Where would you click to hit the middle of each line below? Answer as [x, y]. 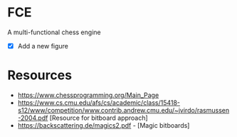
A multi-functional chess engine [54, 32]
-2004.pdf [33, 118]
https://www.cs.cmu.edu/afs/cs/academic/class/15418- [99, 102]
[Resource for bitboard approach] [99, 118]
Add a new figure [43, 46]
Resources [40, 75]
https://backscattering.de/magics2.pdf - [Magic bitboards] [104, 125]
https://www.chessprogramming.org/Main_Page [88, 95]
